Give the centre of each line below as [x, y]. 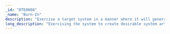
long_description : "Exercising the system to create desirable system [81, 24]
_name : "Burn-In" [24, 14]
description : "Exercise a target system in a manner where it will [78, 19]
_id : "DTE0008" [21, 10]
